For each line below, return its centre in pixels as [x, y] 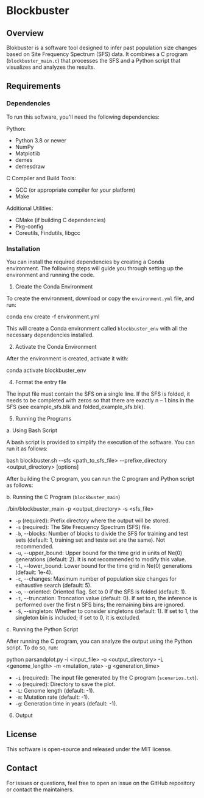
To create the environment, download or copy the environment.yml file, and [100, 298]
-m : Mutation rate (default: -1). [52, 697]
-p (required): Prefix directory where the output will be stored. [93, 520]
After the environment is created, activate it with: [68, 358]
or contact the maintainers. [40, 789]
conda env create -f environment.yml [53, 317]
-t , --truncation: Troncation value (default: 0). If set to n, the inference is [106, 598]
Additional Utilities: [30, 208]
